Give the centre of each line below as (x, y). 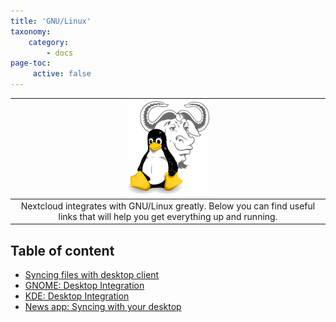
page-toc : (31, 63)
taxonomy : (31, 31)
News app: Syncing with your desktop (103, 307)
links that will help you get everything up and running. (168, 216)
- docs (60, 53)
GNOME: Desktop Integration (84, 286)
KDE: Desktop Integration (77, 296)
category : (49, 42)
